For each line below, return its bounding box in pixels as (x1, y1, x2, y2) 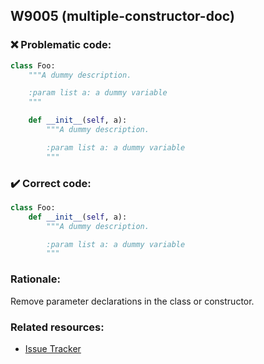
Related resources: (10, 320, 105, 334)
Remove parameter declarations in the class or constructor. (10, 295, 255, 307)
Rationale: (10, 272, 61, 286)
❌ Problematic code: (10, 38, 112, 52)
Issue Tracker (24, 342, 82, 354)
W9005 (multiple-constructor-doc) (10, 8, 235, 25)
